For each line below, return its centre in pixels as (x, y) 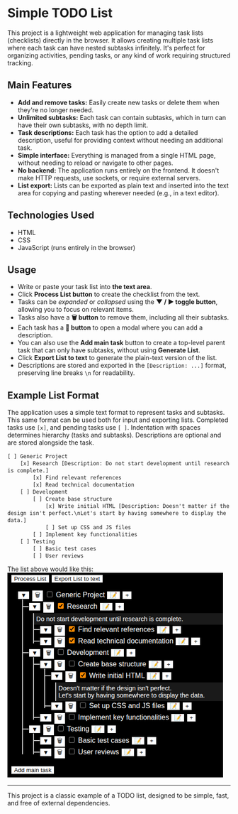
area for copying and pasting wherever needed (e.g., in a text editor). (118, 192)
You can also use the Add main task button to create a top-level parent (121, 343)
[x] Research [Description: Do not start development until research (125, 464)
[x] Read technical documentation (84, 485)
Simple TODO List (60, 13)
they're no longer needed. (56, 110)
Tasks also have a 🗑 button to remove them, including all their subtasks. (123, 318)
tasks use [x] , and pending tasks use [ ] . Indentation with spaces (104, 428)
